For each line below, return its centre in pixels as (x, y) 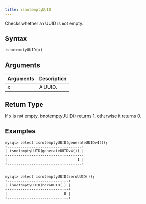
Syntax (16, 39)
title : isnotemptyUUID (28, 9)
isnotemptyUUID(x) (24, 50)
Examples (20, 131)
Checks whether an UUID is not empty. (44, 23)
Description (53, 79)
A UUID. (48, 87)
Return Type (24, 104)
